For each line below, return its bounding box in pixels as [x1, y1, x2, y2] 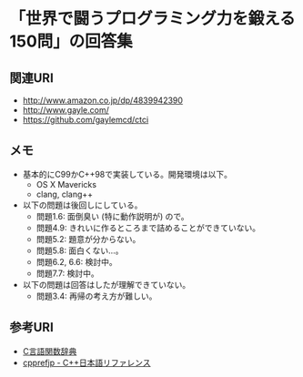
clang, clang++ [35, 188, 94, 199]
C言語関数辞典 [22, 345, 77, 356]
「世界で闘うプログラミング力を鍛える [9, 8, 296, 29]
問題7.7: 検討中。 [35, 268, 100, 279]
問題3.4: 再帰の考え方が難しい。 [35, 290, 157, 301]
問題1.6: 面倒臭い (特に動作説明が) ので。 [35, 210, 189, 221]
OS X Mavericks [35, 178, 97, 189]
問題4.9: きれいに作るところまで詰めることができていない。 [35, 222, 261, 233]
